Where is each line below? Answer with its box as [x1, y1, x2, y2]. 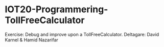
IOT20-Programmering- [5, 4, 108, 15]
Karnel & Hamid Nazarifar [5, 37, 58, 43]
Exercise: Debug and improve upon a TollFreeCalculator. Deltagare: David [5, 31, 159, 37]
